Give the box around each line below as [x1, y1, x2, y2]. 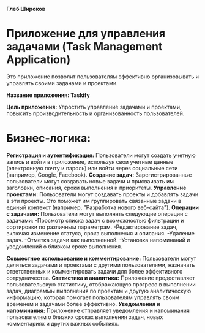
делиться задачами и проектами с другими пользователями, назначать [6, 261, 195, 269]
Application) [6, 53, 71, 67]
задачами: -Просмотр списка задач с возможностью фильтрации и [6, 216, 184, 224]
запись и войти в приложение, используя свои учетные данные [6, 158, 174, 165]
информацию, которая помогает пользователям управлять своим [6, 294, 179, 301]
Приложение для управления [6, 27, 166, 40]
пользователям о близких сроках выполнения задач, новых [6, 313, 163, 321]
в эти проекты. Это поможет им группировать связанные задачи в [6, 197, 182, 204]
